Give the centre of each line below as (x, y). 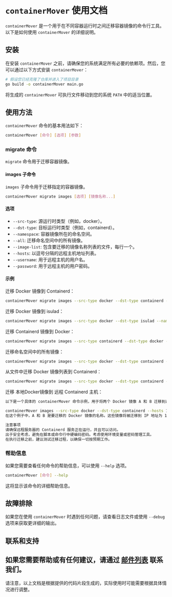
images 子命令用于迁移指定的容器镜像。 (47, 187)
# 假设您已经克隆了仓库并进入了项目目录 (42, 79)
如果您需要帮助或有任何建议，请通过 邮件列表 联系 (84, 560)
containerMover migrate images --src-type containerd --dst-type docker (84, 341)
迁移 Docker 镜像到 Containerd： (40, 291)
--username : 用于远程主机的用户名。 (50, 259)
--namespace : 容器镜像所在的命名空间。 (53, 234)
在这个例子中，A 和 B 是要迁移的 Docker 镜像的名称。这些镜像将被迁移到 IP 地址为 (84, 416)
